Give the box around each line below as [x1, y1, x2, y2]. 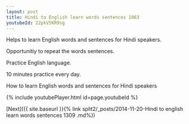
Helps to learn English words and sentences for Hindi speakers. [6, 36, 162, 44]
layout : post [6, 8, 39, 15]
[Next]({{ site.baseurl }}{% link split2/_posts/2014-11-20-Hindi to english [6, 106, 183, 113]
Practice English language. [6, 59, 71, 66]
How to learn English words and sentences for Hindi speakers [6, 82, 157, 89]
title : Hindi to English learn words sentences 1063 [6, 14, 140, 20]
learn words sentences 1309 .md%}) [6, 111, 96, 119]
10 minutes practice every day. [6, 71, 81, 78]
